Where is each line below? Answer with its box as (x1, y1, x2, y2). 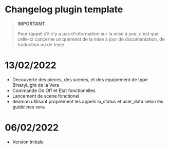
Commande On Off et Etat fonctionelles (12, 87, 96, 94)
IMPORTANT (17, 21, 45, 27)
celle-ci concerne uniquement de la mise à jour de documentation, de (17, 36, 165, 42)
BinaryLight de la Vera (12, 82, 60, 88)
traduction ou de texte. (17, 41, 66, 47)
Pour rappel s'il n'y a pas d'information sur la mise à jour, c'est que (17, 30, 159, 36)
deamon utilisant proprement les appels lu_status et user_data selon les (12, 98, 164, 104)
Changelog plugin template (5, 4, 123, 15)
